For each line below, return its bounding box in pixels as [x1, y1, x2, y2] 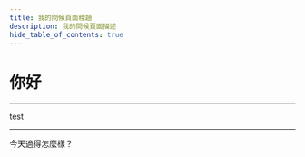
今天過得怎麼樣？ [9, 138, 74, 150]
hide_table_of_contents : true [9, 30, 124, 39]
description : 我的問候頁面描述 [9, 22, 117, 31]
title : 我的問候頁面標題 [9, 13, 93, 23]
